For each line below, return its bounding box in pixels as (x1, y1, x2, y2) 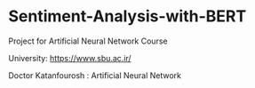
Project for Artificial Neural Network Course (8, 36, 168, 46)
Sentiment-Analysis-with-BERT (8, 6, 247, 27)
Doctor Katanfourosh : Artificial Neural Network (8, 69, 182, 81)
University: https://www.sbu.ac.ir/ (8, 52, 131, 63)
